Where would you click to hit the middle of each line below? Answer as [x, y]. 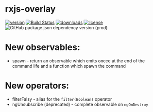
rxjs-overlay [30, 9]
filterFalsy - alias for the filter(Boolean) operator [62, 99]
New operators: [37, 86]
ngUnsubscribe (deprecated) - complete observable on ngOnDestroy [80, 104]
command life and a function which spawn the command [69, 66]
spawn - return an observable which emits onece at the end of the [78, 61]
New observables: [42, 47]
